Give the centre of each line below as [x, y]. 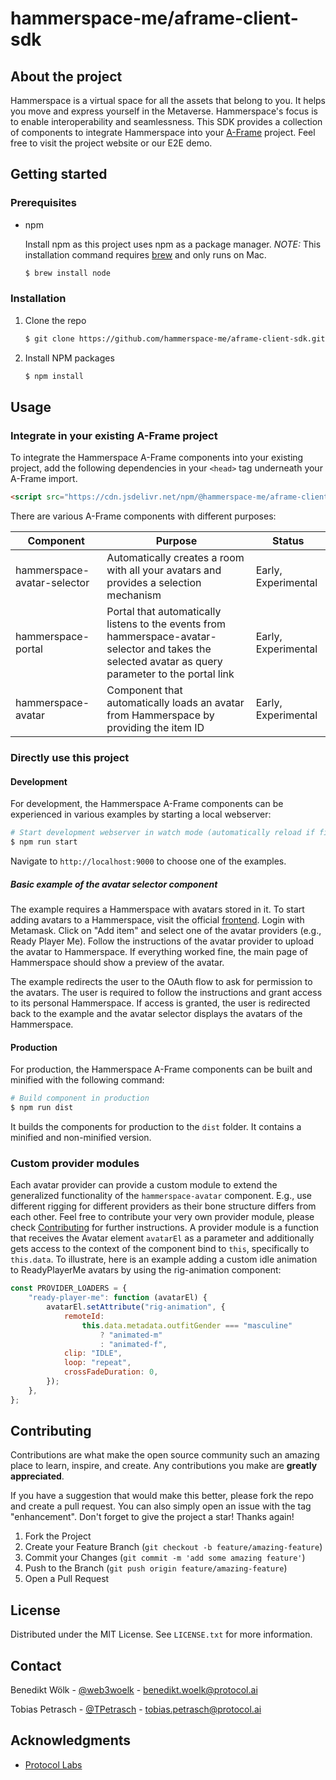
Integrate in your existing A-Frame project [114, 435]
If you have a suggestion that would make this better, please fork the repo [162, 1496]
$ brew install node [67, 273]
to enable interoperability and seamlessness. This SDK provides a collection [166, 121]
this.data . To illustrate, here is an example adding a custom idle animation [164, 1259]
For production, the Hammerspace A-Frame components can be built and [161, 1069]
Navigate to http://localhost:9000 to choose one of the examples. [148, 861]
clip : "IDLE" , [93, 1353]
